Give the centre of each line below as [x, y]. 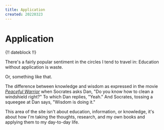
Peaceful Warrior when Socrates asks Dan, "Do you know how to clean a [79, 91]
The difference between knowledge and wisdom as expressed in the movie [82, 87]
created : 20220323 [24, 14]
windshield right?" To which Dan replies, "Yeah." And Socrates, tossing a [79, 97]
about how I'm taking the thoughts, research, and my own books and [75, 117]
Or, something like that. [29, 77]
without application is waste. [34, 67]
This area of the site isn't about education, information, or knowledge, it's [80, 112]
